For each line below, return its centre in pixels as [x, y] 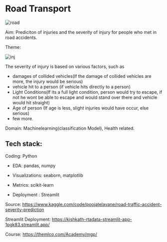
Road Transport [38, 9]
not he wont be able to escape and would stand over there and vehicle [85, 97]
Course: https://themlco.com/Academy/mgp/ [51, 234]
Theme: [13, 47]
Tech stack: [24, 144]
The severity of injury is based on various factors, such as [65, 66]
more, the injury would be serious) [48, 81]
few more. [23, 118]
